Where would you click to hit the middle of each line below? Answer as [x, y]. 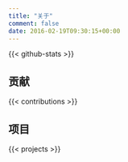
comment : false [34, 23]
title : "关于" [31, 16]
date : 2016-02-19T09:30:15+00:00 [64, 31]
